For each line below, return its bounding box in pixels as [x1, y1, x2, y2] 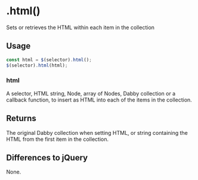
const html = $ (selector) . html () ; [6, 56, 92, 63]
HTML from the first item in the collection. [6, 135, 109, 143]
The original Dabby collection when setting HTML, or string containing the [6, 129, 188, 136]
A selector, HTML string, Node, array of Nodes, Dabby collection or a [6, 90, 176, 97]
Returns [6, 113, 37, 124]
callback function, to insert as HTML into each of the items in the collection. [6, 96, 192, 103]
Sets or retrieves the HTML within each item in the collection [6, 24, 155, 31]
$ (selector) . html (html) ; [6, 62, 68, 68]
